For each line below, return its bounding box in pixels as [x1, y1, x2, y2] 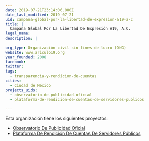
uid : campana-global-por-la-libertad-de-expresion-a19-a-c [5, 17, 133, 22]
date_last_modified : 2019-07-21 [5, 12, 74, 17]
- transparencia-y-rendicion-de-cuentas [10, 74, 97, 79]
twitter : [5, 64, 24, 69]
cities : [5, 78, 22, 83]
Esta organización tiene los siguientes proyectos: [5, 115, 108, 122]
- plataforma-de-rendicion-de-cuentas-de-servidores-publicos [10, 97, 144, 102]
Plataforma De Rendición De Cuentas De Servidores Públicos [12, 130, 141, 137]
